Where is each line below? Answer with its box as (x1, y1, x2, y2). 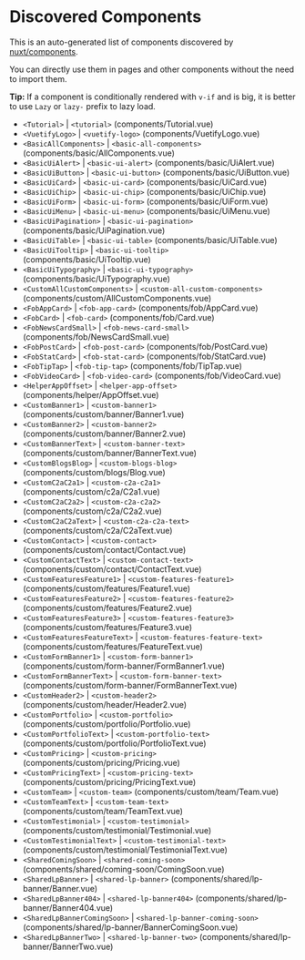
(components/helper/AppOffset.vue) (22, 389, 159, 400)
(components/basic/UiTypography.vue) (22, 273, 171, 284)
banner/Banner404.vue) (22, 902, 114, 913)
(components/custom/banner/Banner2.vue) (22, 428, 187, 439)
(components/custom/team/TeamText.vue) (22, 805, 184, 816)
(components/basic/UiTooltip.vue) (22, 253, 152, 265)
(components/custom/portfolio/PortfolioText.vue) (22, 738, 207, 749)
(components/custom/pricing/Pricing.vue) (22, 757, 180, 768)
